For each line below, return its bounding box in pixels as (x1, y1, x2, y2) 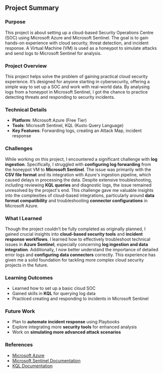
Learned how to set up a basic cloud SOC (12, 285, 96, 291)
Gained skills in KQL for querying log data (12, 291, 96, 297)
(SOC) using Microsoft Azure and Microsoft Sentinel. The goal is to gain (5, 35, 148, 40)
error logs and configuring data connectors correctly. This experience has (5, 252, 156, 258)
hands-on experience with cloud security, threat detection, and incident (5, 40, 149, 46)
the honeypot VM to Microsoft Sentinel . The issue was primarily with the (5, 167, 151, 172)
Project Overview (5, 62, 47, 69)
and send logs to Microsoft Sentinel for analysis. (5, 50, 102, 56)
